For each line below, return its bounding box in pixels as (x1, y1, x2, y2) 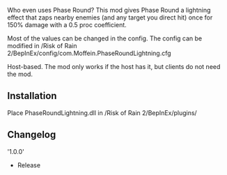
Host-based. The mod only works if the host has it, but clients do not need (7, 63, 221, 70)
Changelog (7, 129, 56, 141)
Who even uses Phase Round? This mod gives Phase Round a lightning (7, 6, 211, 14)
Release (17, 160, 40, 169)
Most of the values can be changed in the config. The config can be (7, 34, 203, 43)
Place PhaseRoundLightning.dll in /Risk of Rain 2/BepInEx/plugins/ (7, 108, 197, 117)
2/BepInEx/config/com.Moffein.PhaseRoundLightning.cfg (7, 49, 172, 57)
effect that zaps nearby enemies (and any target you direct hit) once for (7, 13, 213, 22)
